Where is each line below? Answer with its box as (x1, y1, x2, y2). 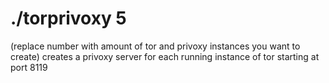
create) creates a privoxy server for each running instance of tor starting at (10, 50, 320, 62)
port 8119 (10, 61, 48, 73)
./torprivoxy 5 (10, 7, 127, 30)
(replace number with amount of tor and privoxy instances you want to (10, 40, 301, 52)
